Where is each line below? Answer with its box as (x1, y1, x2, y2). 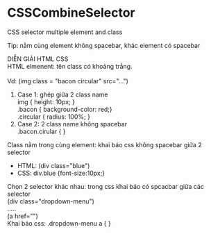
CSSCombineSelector (7, 5, 135, 21)
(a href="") (7, 212, 38, 220)
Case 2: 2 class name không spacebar (17, 119, 127, 128)
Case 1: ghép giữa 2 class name (17, 90, 109, 99)
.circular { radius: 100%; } (17, 112, 90, 121)
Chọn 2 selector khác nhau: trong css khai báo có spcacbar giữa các (7, 182, 205, 190)
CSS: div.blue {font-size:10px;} (17, 169, 105, 177)
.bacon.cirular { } (17, 127, 66, 135)
